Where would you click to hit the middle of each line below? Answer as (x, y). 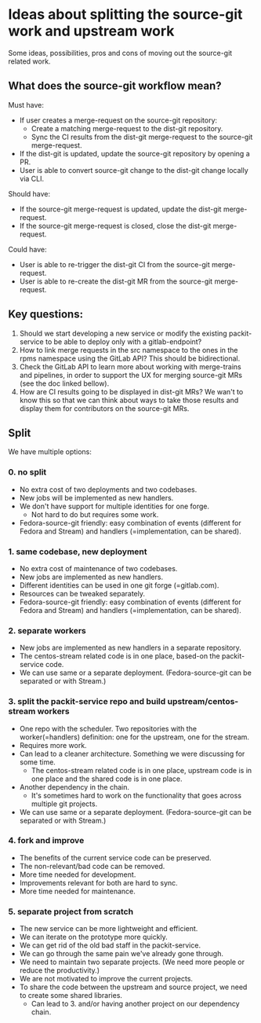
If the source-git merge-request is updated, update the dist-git (120, 209)
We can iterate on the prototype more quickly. (94, 937)
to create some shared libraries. (71, 995)
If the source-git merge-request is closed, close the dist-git (115, 225)
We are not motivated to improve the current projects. (106, 979)
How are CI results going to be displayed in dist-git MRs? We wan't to (131, 391)
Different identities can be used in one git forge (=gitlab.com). (119, 585)
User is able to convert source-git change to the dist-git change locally (134, 170)
